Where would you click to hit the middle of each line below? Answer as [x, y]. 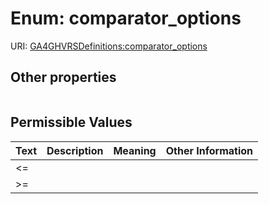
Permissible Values [71, 122]
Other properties [63, 77]
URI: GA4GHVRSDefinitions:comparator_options [109, 46]
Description [75, 150]
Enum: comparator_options [126, 18]
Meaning [135, 150]
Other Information [209, 150]
